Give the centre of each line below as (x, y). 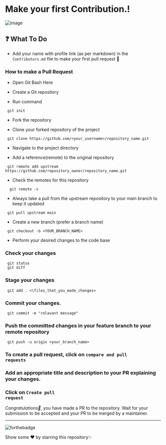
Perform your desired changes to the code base (61, 240)
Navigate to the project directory (45, 148)
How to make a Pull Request (39, 71)
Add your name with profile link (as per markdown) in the (70, 54)
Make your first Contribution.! (67, 9)
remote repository (27, 332)
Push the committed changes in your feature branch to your (78, 325)
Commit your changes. (33, 303)
